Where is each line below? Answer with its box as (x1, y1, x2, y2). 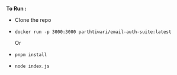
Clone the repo (14, 17, 52, 23)
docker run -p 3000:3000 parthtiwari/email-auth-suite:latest (14, 29, 172, 35)
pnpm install (14, 52, 47, 58)
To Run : (6, 5, 27, 12)
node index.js (14, 63, 50, 69)
